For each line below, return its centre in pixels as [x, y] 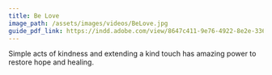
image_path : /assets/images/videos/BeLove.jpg [88, 23]
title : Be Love [34, 16]
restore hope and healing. [51, 62]
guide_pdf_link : [36, 31]
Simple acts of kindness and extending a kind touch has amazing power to [132, 54]
